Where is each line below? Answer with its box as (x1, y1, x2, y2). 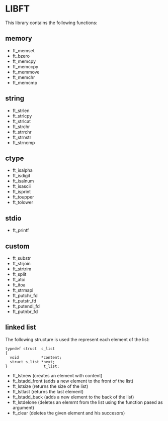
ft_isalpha (12, 167, 33, 173)
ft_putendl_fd (12, 303, 40, 309)
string (5, 94, 25, 103)
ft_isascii (12, 183, 31, 189)
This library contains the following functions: (5, 20, 98, 26)
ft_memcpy (12, 58, 36, 64)
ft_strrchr (12, 129, 32, 135)
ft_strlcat (12, 118, 31, 124)
